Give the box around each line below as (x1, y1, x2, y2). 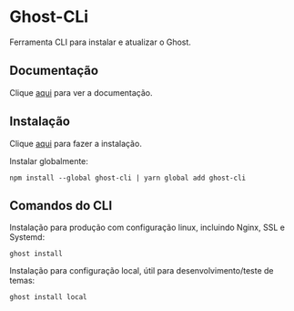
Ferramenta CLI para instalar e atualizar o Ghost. (9, 36, 191, 47)
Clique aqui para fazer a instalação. (9, 138, 143, 149)
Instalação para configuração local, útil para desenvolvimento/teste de (9, 265, 274, 276)
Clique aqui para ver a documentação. (9, 87, 153, 98)
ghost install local (9, 293, 88, 302)
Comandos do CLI (9, 198, 113, 213)
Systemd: (9, 232, 46, 243)
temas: (9, 275, 35, 286)
